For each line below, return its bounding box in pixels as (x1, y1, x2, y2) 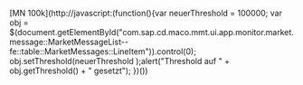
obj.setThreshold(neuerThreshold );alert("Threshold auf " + (9, 56, 231, 66)
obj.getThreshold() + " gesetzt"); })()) (9, 65, 148, 76)
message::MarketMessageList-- (9, 36, 129, 47)
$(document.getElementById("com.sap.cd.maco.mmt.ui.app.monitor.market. (9, 27, 294, 37)
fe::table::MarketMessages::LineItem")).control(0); (9, 46, 197, 57)
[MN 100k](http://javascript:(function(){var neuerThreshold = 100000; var (9, 8, 283, 18)
